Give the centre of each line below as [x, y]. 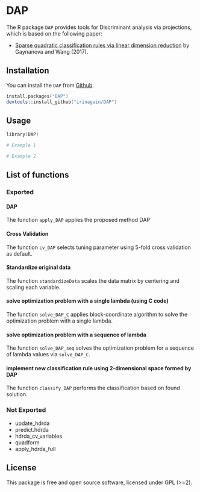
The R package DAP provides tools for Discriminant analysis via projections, [99, 27]
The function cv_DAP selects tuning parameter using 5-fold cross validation [99, 247]
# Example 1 [21, 145]
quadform [27, 442]
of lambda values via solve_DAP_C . [48, 355]
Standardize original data [39, 267]
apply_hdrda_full [35, 449]
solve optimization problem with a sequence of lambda [76, 335]
